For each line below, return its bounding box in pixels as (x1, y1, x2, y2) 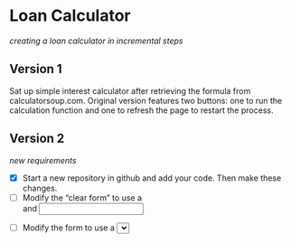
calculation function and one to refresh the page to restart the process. (9, 105, 274, 116)
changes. (22, 182, 58, 193)
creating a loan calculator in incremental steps (9, 35, 183, 46)
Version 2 (9, 131, 65, 146)
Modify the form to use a (22, 222, 115, 233)
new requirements (9, 154, 77, 165)
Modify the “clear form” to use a (22, 192, 143, 203)
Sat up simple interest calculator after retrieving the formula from (9, 85, 251, 96)
